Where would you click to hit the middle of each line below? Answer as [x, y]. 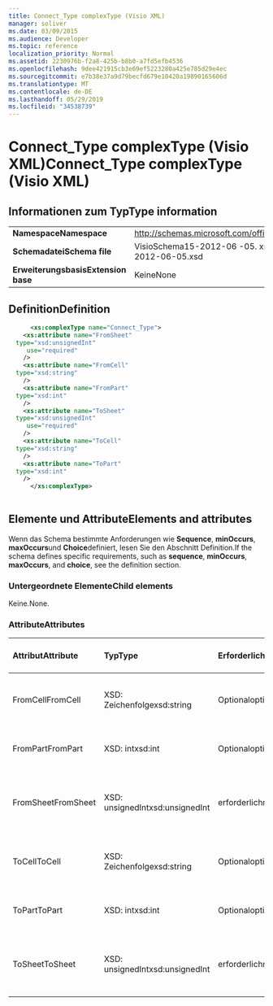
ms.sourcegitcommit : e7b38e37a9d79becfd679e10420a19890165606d [118, 76]
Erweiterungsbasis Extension [69, 270]
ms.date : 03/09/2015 [43, 31]
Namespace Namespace [60, 233]
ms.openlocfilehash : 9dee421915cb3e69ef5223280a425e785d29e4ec [118, 69]
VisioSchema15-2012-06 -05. [195, 246]
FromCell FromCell [47, 700]
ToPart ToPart [38, 910]
